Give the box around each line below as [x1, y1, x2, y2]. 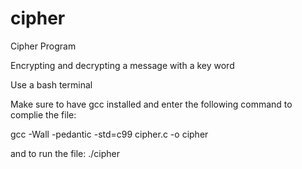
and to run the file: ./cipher [10, 147, 120, 159]
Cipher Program [10, 40, 77, 52]
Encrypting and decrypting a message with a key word [10, 59, 235, 71]
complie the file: [10, 108, 77, 121]
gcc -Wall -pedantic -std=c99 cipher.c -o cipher [10, 128, 209, 140]
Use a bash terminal [10, 78, 93, 91]
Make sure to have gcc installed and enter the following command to [10, 98, 293, 110]
